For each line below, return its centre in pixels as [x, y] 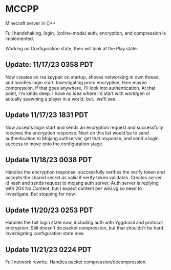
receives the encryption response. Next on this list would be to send [77, 133]
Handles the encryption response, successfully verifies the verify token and [85, 172]
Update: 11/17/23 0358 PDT [49, 65]
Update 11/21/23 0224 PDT [49, 249]
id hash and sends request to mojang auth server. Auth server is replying [82, 183]
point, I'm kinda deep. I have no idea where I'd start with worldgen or [78, 93]
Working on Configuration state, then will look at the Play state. [72, 48]
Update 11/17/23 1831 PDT [47, 115]
